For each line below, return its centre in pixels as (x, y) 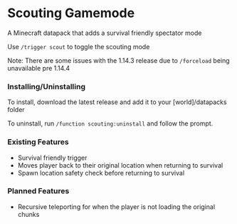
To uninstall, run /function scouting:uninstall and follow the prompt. (110, 123)
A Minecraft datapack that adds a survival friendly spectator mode (105, 33)
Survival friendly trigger (52, 158)
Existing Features (38, 142)
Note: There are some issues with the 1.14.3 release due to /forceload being (118, 60)
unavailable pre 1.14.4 (39, 68)
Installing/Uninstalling (47, 86)
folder (16, 110)
